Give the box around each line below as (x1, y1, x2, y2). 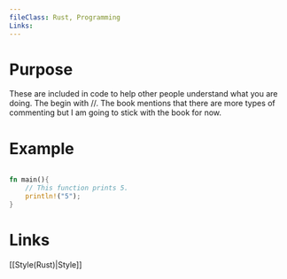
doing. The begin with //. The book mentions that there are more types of (9, 98, 276, 109)
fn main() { (9, 175, 50, 184)
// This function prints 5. (25, 183, 128, 193)
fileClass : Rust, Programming (9, 12, 121, 22)
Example (9, 138, 74, 159)
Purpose (9, 59, 74, 80)
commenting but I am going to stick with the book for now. (9, 107, 221, 118)
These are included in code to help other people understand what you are (9, 89, 278, 99)
